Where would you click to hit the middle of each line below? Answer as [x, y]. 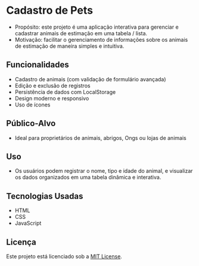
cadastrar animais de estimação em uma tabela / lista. [81, 33]
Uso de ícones [32, 105]
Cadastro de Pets [50, 10]
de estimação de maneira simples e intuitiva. [69, 46]
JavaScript [28, 223]
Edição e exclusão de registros [52, 85]
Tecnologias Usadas [45, 196]
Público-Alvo [31, 123]
